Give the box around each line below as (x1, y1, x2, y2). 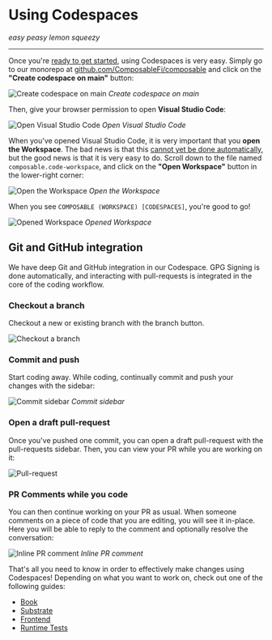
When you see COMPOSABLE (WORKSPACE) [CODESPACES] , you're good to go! (8, 201, 251, 211)
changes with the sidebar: (8, 381, 96, 390)
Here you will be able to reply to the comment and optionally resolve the (8, 524, 249, 534)
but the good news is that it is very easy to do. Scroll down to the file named (8, 152, 262, 163)
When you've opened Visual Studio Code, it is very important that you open (8, 135, 261, 145)
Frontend (19, 614, 51, 624)
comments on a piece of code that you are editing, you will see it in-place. (8, 515, 256, 525)
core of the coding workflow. (8, 279, 105, 289)
